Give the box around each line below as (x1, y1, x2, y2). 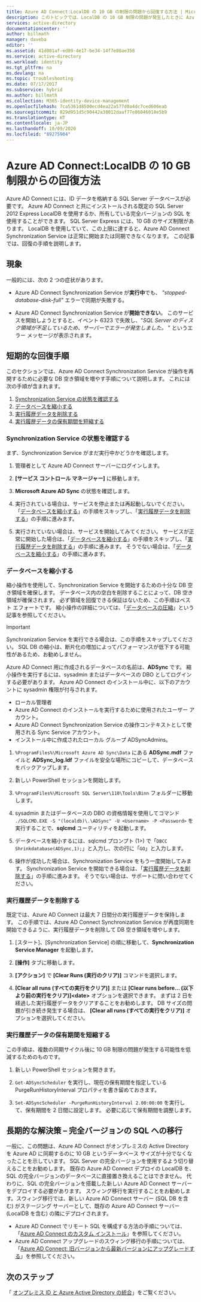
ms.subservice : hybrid (6, 87, 63, 93)
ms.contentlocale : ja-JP (6, 120, 68, 126)
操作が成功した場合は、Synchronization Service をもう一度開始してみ (14, 857, 187, 865)
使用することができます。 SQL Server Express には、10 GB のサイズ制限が (6, 217, 189, 225)
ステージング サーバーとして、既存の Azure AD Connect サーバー (20, 1203, 180, 1210)
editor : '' (6, 43, 33, 49)
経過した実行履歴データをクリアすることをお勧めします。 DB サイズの (14, 999, 187, 1007)
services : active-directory (6, 20, 77, 26)
